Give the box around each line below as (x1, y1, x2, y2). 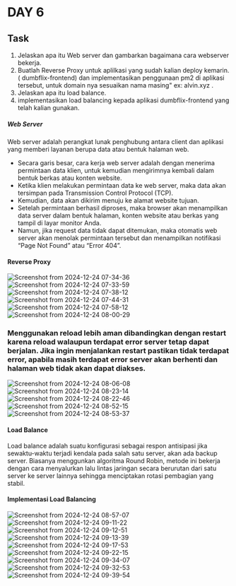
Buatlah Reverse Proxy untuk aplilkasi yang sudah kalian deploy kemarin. (17, 66, 230, 74)
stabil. (7, 479, 25, 487)
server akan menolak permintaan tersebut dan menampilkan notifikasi (17, 234, 221, 242)
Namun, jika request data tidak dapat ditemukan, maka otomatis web (17, 226, 218, 234)
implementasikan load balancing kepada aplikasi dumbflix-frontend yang (17, 96, 230, 104)
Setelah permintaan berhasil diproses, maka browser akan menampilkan (17, 203, 228, 212)
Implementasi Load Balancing (7, 495, 97, 503)
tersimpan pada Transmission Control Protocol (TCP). (17, 189, 174, 197)
